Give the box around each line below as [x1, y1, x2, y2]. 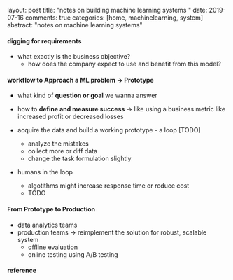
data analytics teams [17, 220, 78, 229]
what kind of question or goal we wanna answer [17, 91, 157, 100]
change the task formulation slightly [27, 154, 132, 163]
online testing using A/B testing [27, 250, 118, 258]
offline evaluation [27, 243, 78, 251]
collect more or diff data [27, 147, 98, 155]
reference [7, 266, 37, 275]
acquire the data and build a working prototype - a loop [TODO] [17, 126, 201, 134]
